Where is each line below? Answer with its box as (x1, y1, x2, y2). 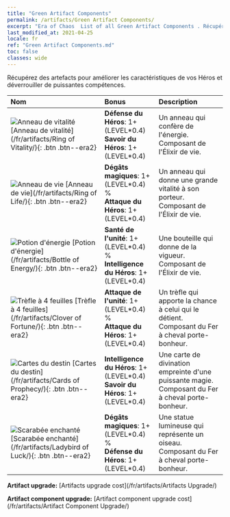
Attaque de (104, 287, 142, 297)
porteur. (158, 192, 185, 202)
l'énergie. (158, 129, 189, 139)
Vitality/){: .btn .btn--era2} (10, 142, 97, 152)
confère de (158, 121, 194, 131)
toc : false (7, 49, 38, 55)
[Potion (71, 238, 96, 247)
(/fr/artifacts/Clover (10, 313, 73, 323)
